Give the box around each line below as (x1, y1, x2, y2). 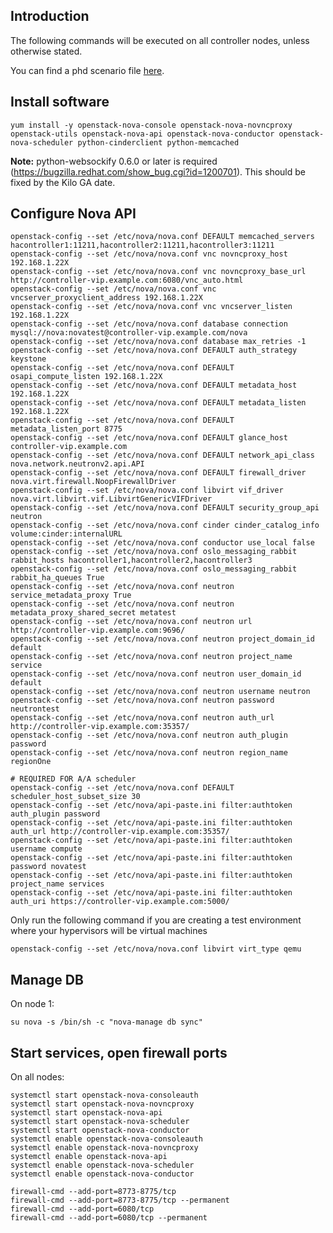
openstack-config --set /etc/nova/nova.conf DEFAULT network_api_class (10, 450, 315, 461)
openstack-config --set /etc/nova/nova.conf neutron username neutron (10, 687, 311, 697)
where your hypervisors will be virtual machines (10, 925, 208, 937)
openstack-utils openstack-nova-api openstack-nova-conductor (10, 129, 275, 139)
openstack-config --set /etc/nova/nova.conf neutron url (10, 617, 253, 627)
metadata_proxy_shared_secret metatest (10, 608, 177, 618)
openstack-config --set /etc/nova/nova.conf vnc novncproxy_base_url (10, 267, 307, 277)
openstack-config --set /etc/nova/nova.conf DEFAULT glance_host (10, 433, 288, 443)
